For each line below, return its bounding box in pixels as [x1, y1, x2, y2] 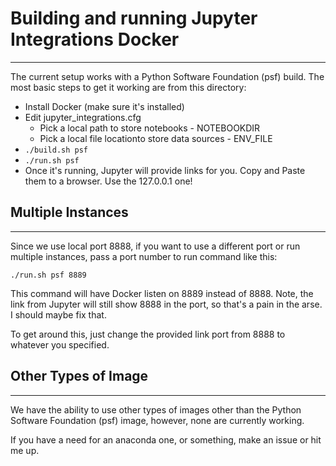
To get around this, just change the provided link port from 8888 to [10, 328, 286, 340]
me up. [10, 444, 40, 456]
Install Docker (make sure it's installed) [24, 100, 185, 112]
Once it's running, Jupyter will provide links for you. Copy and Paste [24, 164, 306, 176]
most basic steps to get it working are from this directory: [10, 81, 247, 93]
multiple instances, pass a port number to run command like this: [10, 250, 278, 262]
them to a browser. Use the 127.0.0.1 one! [24, 175, 193, 187]
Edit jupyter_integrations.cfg [24, 111, 142, 123]
